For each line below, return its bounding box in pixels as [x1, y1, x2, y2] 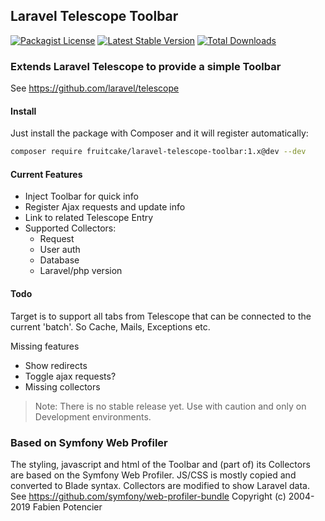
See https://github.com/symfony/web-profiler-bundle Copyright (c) [10, 490, 287, 502]
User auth [39, 244, 81, 256]
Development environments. [34, 410, 152, 423]
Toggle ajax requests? [24, 370, 117, 382]
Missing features [10, 340, 80, 352]
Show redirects [24, 359, 88, 371]
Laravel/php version [39, 265, 123, 277]
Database [39, 254, 80, 266]
